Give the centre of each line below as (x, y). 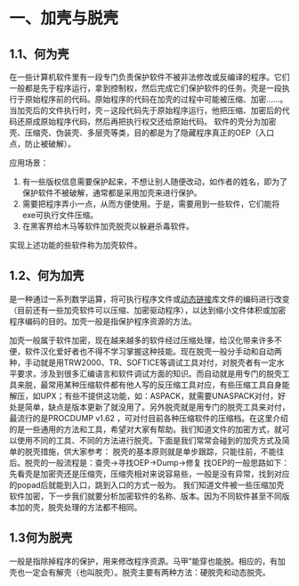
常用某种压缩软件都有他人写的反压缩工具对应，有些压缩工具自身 (165, 385)
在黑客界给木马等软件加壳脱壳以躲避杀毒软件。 (108, 226)
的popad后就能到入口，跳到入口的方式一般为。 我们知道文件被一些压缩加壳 (147, 484)
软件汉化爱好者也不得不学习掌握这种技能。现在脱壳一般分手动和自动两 (153, 351)
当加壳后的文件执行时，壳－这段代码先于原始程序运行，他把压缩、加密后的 (145, 110)
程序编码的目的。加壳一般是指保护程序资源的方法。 (103, 321)
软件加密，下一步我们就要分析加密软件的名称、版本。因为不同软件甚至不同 (145, 496)
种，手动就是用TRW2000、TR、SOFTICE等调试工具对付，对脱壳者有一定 (143, 362)
